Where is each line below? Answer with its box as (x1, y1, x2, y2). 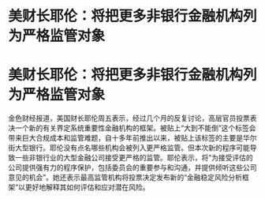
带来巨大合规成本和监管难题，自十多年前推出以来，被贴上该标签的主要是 (8, 133, 243, 143)
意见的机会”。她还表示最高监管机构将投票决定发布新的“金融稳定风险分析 (8, 173, 243, 182)
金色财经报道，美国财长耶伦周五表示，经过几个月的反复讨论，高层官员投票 (8, 114, 250, 123)
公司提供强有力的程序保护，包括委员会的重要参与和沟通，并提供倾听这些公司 (8, 163, 257, 172)
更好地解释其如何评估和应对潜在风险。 (24, 182, 150, 192)
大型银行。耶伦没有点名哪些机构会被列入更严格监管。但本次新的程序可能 (14, 143, 250, 152)
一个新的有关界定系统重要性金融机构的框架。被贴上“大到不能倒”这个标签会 (14, 123, 256, 133)
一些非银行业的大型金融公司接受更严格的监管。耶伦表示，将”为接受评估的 (14, 153, 254, 163)
